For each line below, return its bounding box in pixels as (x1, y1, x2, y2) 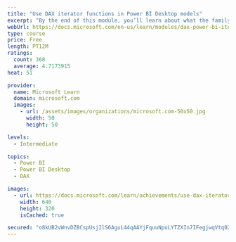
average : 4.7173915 (13, 63, 71, 70)
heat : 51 (7, 69, 33, 76)
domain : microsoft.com (13, 95, 80, 102)
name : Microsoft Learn (13, 89, 80, 96)
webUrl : (7, 23, 30, 30)
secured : (7, 224, 33, 231)
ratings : (7, 50, 33, 57)
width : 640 (20, 198, 52, 205)
